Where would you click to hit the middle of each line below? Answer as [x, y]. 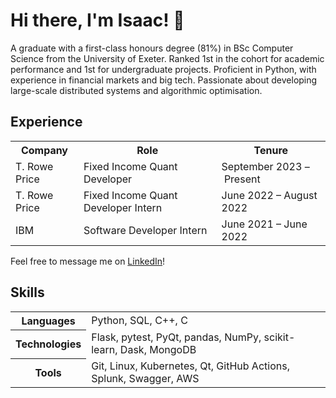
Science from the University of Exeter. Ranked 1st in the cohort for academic [167, 58]
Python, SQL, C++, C [139, 320]
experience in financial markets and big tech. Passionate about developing [164, 80]
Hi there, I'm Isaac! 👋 [97, 20]
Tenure [271, 150]
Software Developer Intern [145, 230]
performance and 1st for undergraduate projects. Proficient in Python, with [163, 69]
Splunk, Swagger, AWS [145, 379]
